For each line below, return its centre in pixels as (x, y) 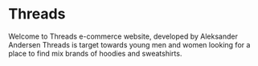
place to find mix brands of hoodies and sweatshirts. (95, 53)
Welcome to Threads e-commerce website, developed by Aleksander (123, 36)
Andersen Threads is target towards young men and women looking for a (129, 44)
